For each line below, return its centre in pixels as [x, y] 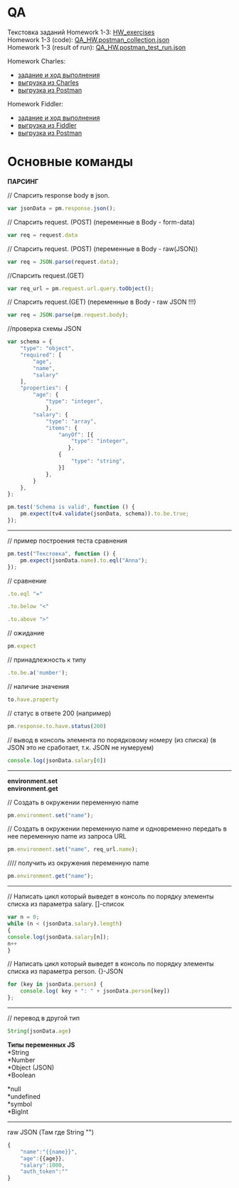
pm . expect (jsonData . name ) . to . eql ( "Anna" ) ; [84, 560]
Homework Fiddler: [36, 103]
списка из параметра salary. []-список [66, 904]
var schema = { [30, 342]
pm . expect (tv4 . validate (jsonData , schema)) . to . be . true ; [105, 514]
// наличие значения [38, 686]
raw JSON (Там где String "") [51, 1132]
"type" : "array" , [71, 421]
